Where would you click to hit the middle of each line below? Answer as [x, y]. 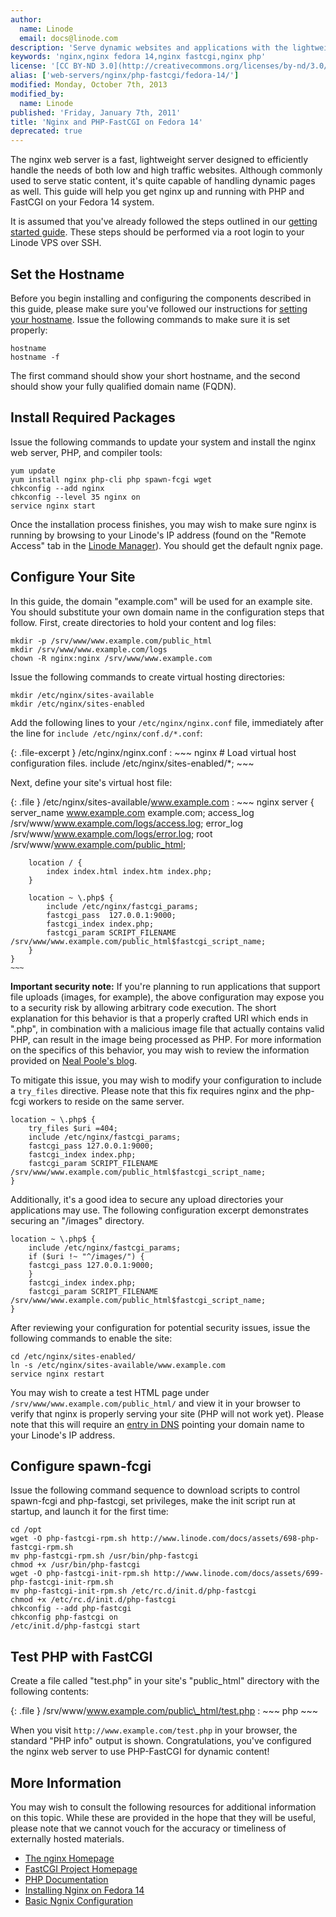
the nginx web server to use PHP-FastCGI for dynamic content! [140, 1752]
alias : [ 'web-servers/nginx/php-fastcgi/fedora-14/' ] [125, 76]
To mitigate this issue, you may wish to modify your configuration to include [166, 1080]
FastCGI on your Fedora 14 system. [82, 202]
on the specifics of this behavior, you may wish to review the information [160, 1050]
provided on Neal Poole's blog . [74, 1060]
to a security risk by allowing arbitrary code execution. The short [143, 1007]
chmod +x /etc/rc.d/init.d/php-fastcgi [93, 1600]
